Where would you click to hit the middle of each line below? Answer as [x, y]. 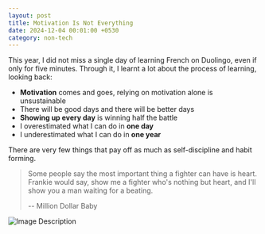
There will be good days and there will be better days [107, 109]
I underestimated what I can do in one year [90, 135]
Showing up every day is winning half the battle [99, 118]
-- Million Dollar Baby [62, 206]
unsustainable [43, 101]
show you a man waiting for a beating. [90, 190]
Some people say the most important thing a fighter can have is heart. [142, 174]
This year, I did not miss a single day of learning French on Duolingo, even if [132, 60]
